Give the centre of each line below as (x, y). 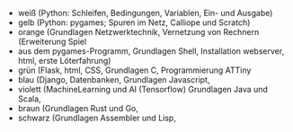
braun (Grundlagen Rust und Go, (78, 108)
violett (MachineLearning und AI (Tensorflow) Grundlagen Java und (142, 89)
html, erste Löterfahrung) (64, 61)
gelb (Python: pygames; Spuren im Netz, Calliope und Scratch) (134, 22)
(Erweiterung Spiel (52, 41)
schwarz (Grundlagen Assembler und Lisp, (97, 118)
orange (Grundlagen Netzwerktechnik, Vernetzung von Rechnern (138, 32)
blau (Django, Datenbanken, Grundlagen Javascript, (114, 79)
